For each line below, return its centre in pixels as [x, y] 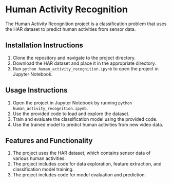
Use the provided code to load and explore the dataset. [71, 114]
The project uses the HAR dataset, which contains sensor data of [82, 153]
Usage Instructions [36, 90]
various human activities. [39, 158]
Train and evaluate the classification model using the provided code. [85, 119]
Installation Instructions [44, 45]
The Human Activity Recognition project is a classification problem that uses [86, 24]
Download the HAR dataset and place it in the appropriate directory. [84, 63]
